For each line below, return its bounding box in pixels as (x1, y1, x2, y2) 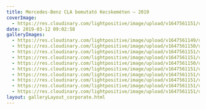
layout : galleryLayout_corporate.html (6, 94, 105, 100)
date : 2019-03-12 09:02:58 (6, 26, 75, 32)
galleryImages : (6, 32, 45, 38)
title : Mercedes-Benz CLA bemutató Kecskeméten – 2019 (6, 9, 150, 15)
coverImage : (6, 15, 37, 21)
